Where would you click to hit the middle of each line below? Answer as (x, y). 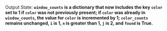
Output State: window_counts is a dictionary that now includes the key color (84, 7)
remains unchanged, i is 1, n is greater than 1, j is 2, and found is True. (79, 23)
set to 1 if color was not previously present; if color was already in (75, 12)
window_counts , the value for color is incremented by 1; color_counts (77, 18)
